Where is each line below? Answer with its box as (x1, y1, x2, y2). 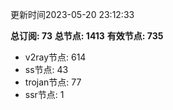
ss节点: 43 (24, 64, 69, 75)
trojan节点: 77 (24, 76, 82, 88)
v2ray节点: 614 (24, 51, 87, 63)
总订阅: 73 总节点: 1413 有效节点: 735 (10, 30, 164, 42)
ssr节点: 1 (24, 89, 65, 100)
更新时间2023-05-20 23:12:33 (10, 9, 135, 20)
